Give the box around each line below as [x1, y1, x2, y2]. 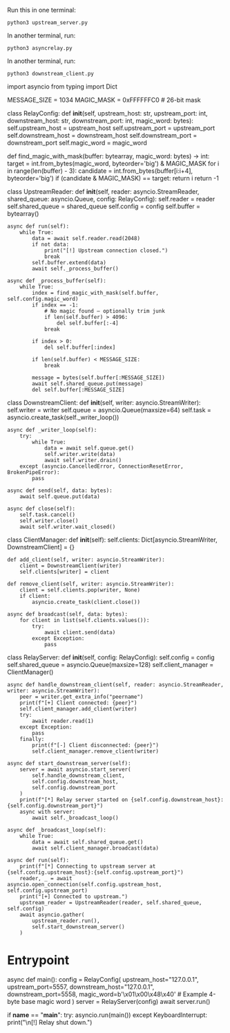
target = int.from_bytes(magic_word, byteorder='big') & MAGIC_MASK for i [7, 159, 220, 167]
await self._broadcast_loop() [32, 814, 119, 821]
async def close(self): [7, 505, 76, 512]
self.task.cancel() [19, 511, 76, 518]
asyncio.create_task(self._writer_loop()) [7, 413, 119, 421]
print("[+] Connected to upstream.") [19, 893, 128, 900]
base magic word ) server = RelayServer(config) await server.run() [21, 997, 211, 1005]
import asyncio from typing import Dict [7, 82, 117, 91]
